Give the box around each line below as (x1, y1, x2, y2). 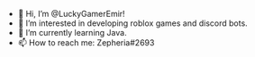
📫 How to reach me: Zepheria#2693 (17, 37, 155, 48)
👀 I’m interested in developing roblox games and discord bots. (17, 18, 248, 28)
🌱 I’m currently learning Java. (17, 28, 128, 37)
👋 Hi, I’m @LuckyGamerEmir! (17, 9, 125, 19)
